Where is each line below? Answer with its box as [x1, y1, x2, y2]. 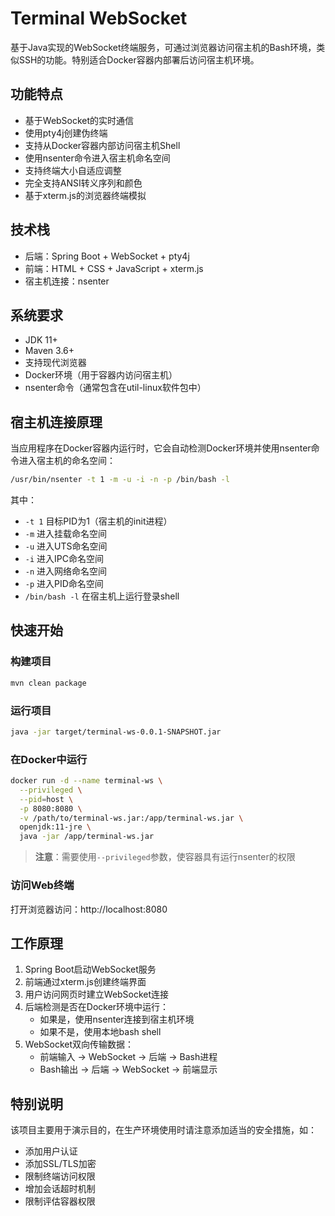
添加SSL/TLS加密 [24, 1158, 97, 1170]
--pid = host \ [19, 794, 74, 804]
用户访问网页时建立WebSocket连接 [24, 988, 170, 1001]
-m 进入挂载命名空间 [24, 528, 108, 540]
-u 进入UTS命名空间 [24, 540, 108, 552]
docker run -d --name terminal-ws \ [10, 776, 163, 786]
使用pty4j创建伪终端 [24, 127, 108, 139]
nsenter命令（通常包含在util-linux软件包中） [24, 382, 207, 394]
